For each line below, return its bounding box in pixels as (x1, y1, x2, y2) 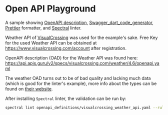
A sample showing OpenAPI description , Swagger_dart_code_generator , (5, 19, 154, 25)
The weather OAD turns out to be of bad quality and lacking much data (5, 75, 151, 81)
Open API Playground (5, 3, 96, 14)
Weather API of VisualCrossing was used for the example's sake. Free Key (5, 34, 158, 40)
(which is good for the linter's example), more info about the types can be (5, 80, 157, 86)
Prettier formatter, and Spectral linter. (5, 24, 81, 30)
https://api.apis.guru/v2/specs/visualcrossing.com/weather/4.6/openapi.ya (5, 60, 160, 66)
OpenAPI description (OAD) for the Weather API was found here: (5, 54, 138, 60)
